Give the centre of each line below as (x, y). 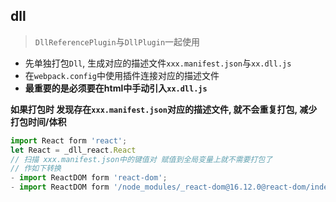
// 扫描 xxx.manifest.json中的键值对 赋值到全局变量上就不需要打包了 (141, 159)
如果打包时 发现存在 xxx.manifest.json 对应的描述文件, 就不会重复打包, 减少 (164, 109)
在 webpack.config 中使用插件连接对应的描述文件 (122, 75)
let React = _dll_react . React (73, 150)
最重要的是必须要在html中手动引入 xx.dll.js (116, 88)
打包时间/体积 (38, 121)
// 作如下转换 (36, 169)
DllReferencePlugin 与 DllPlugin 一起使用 (117, 41)
